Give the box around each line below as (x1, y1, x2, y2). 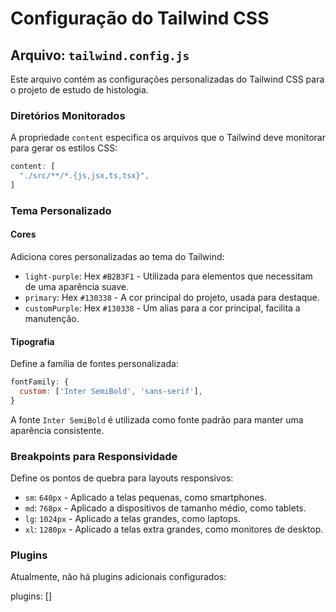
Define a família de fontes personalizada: (10, 358, 179, 370)
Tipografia (10, 335, 55, 347)
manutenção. (24, 313, 80, 325)
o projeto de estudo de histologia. (10, 84, 149, 96)
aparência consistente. (10, 424, 105, 436)
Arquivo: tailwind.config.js (10, 47, 190, 64)
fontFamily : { (10, 377, 70, 387)
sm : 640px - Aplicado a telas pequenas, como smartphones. (24, 492, 268, 504)
